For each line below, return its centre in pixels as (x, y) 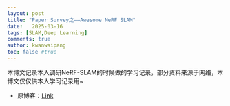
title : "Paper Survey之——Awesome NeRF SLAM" (72, 20)
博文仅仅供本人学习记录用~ (45, 81)
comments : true (29, 39)
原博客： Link (35, 95)
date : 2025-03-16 (35, 26)
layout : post (26, 13)
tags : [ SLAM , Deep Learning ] (48, 33)
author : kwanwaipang (37, 45)
